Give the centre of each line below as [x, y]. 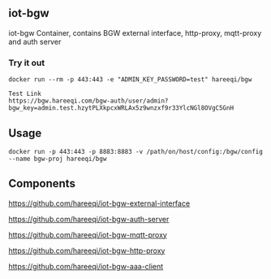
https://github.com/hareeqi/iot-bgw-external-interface [99, 203]
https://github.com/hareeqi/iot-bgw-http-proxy [87, 251]
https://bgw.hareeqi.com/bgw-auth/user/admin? [88, 101]
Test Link [25, 94]
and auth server [35, 41]
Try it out [27, 63]
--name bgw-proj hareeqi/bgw [58, 159]
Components [42, 183]
